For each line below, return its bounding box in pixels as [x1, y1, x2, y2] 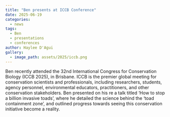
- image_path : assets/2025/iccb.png [10, 54, 87, 60]
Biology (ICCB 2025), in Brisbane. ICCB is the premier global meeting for [5, 74, 157, 80]
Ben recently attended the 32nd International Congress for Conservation [5, 68, 157, 74]
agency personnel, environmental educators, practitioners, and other [5, 85, 149, 91]
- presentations [10, 36, 44, 41]
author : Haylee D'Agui [5, 45, 53, 50]
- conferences [10, 41, 40, 46]
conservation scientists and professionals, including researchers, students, [5, 79, 162, 85]
